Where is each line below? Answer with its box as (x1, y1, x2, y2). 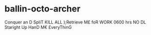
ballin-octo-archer (4, 3, 81, 14)
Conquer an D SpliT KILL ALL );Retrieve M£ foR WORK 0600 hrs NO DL (4, 19, 146, 25)
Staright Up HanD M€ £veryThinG (4, 24, 72, 30)
